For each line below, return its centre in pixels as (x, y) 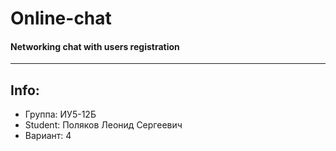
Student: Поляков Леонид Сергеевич (103, 125)
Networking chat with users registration (95, 46)
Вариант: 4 (48, 136)
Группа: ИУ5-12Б (60, 114)
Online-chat (61, 18)
